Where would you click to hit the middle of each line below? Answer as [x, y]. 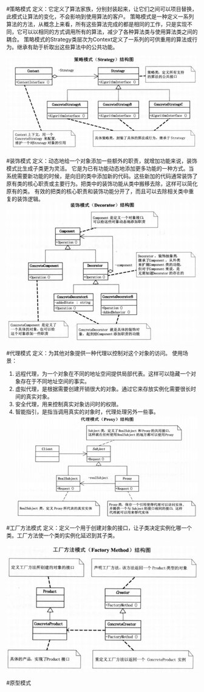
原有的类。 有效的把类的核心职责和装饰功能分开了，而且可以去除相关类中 [97, 191]
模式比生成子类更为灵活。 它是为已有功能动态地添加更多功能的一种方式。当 [100, 169]
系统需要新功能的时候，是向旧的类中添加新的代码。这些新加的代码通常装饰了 [102, 176]
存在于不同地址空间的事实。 [55, 381]
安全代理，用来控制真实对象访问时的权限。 [68, 404]
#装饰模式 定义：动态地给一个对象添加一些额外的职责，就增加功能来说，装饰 [102, 161]
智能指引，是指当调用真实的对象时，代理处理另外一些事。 [87, 412]
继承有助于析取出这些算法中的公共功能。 [67, 47]
